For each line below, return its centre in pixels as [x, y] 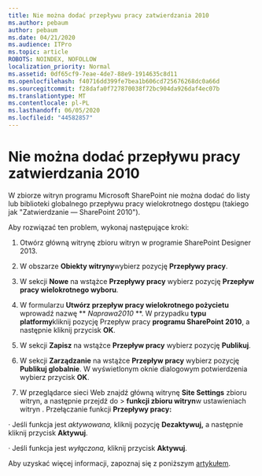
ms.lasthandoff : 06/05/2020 [54, 111]
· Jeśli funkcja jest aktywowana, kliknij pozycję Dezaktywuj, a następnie [126, 424]
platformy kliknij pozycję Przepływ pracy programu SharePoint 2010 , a [135, 321]
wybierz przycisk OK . [54, 377]
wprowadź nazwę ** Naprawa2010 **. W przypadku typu [113, 313]
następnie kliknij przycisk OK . [67, 330]
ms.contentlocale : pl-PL [49, 103]
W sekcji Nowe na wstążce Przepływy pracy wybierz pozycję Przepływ [137, 281]
